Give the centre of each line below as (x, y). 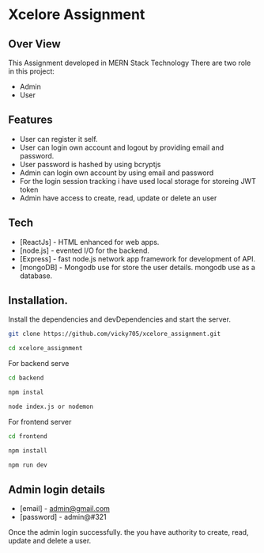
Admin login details (57, 489)
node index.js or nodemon (51, 406)
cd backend (26, 378)
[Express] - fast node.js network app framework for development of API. (137, 258)
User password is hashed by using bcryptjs (90, 164)
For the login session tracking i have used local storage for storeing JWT (138, 181)
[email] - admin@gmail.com (65, 509)
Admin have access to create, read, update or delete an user (118, 198)
